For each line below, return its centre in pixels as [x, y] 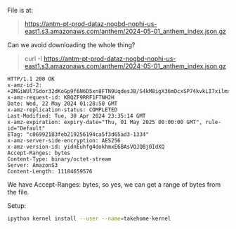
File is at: [20, 10]
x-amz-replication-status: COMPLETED [63, 110]
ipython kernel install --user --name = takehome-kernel [89, 218]
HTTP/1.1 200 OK [31, 79]
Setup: [17, 206]
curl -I [33, 58]
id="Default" [26, 128]
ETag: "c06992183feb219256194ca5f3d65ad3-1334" [78, 135]
